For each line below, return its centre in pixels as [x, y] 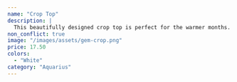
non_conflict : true [36, 34]
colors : [19, 54]
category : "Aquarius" [39, 67]
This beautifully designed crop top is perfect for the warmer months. [122, 27]
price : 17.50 [27, 47]
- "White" [28, 61]
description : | [30, 21]
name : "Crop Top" [33, 14]
